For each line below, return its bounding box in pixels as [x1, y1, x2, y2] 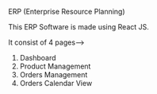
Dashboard [19, 53, 57, 62]
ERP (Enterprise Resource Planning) [8, 7, 125, 16]
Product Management [19, 61, 91, 71]
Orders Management [19, 70, 88, 79]
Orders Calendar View [19, 79, 93, 88]
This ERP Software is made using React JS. [8, 22, 149, 31]
